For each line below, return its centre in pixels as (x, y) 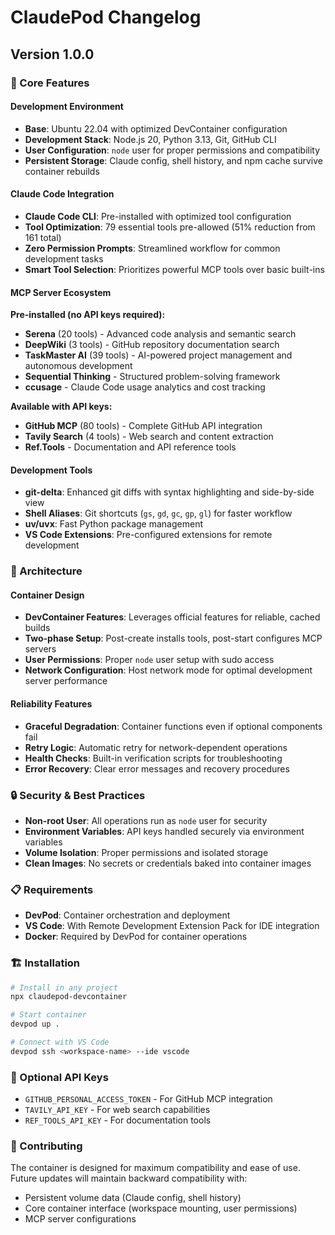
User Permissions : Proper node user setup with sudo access (149, 660)
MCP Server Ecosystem (61, 292)
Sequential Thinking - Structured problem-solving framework (152, 377)
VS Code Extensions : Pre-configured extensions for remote (148, 535)
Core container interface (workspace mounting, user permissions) (161, 1208)
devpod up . (35, 1024)
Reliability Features (51, 704)
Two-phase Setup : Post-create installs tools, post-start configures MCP (173, 638)
